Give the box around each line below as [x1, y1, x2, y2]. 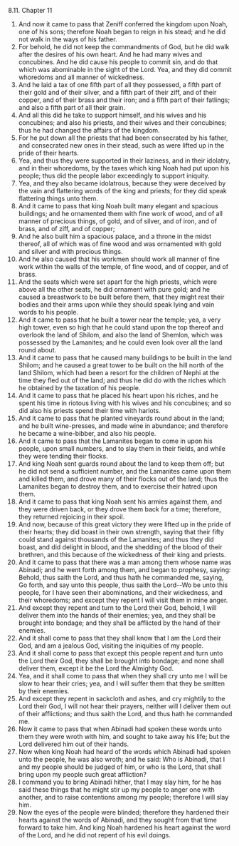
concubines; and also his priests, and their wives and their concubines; [18, 118, 227, 127]
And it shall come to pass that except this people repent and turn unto [18, 649, 223, 657]
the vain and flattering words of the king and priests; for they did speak [18, 187, 227, 195]
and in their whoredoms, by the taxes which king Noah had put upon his [18, 164, 230, 172]
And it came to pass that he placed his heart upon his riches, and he [18, 392, 219, 399]
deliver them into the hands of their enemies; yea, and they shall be [18, 611, 216, 619]
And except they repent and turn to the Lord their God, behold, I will [18, 603, 217, 612]
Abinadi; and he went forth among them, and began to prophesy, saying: [18, 566, 231, 574]
